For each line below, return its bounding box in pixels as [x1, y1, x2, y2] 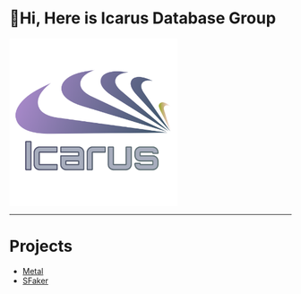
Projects [9, 237, 73, 256]
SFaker [21, 275, 49, 286]
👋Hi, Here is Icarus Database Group [9, 8, 276, 29]
